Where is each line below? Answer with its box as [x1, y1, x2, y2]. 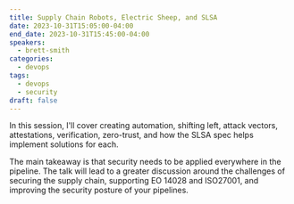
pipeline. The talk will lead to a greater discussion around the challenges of [9, 166, 286, 176]
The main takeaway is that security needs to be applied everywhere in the [9, 157, 281, 167]
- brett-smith [17, 46, 70, 55]
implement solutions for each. [9, 139, 119, 150]
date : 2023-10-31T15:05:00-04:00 [9, 21, 134, 30]
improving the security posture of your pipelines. [9, 184, 189, 196]
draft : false [9, 95, 58, 105]
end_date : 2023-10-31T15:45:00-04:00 [9, 29, 150, 38]
